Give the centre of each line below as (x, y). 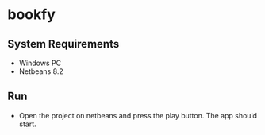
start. (27, 124)
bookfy (32, 15)
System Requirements (63, 44)
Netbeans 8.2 (41, 71)
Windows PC (40, 63)
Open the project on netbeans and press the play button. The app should (138, 115)
